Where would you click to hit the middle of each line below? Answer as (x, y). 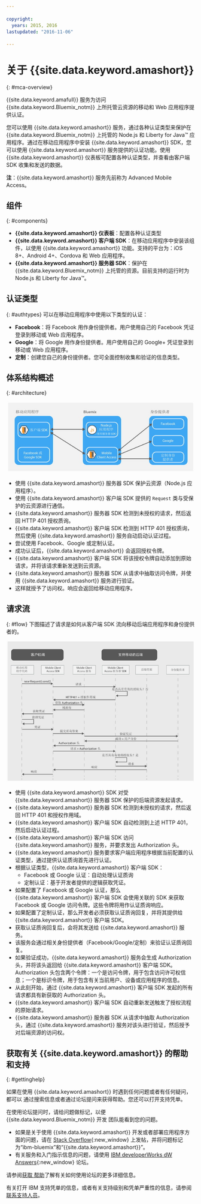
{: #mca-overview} (29, 88)
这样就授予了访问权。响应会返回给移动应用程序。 (75, 588)
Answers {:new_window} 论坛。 (53, 1162)
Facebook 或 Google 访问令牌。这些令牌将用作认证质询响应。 (90, 905)
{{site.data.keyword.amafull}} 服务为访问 (56, 100)
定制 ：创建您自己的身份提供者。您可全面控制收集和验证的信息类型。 (99, 357)
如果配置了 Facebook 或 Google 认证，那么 (68, 890)
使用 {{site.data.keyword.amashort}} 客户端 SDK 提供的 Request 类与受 (101, 498)
